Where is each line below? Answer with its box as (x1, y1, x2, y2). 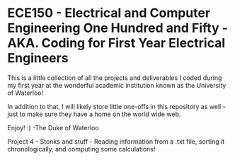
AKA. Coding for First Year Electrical (7, 35, 226, 51)
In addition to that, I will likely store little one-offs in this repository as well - (7, 102, 227, 110)
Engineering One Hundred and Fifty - (7, 20, 229, 36)
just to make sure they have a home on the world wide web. (7, 110, 181, 118)
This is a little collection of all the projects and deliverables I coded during (7, 73, 222, 82)
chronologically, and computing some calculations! (7, 144, 156, 153)
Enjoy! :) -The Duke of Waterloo (7, 123, 99, 132)
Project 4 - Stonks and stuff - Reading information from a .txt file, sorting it (7, 137, 225, 146)
